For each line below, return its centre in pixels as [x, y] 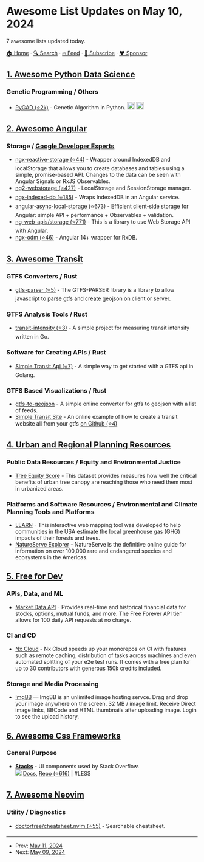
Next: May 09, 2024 [40, 852]
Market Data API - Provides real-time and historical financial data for [100, 607]
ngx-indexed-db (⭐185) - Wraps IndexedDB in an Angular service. [97, 197]
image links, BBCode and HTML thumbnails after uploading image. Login [106, 710]
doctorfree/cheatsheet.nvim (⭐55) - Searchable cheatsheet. [90, 826]
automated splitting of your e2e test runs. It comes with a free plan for [103, 661]
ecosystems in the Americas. [51, 557]
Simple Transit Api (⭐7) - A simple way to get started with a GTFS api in [104, 366]
